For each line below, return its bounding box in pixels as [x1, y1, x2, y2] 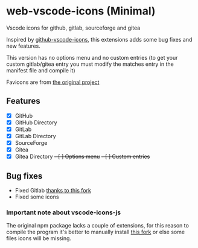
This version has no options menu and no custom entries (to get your [6, 54, 178, 61]
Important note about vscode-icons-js [6, 208, 121, 217]
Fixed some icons [14, 193, 59, 200]
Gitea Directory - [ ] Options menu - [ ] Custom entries [14, 153, 150, 161]
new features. [6, 42, 40, 49]
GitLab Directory [14, 132, 56, 139]
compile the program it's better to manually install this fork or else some [6, 228, 185, 236]
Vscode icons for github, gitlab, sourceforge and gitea [6, 24, 141, 31]
